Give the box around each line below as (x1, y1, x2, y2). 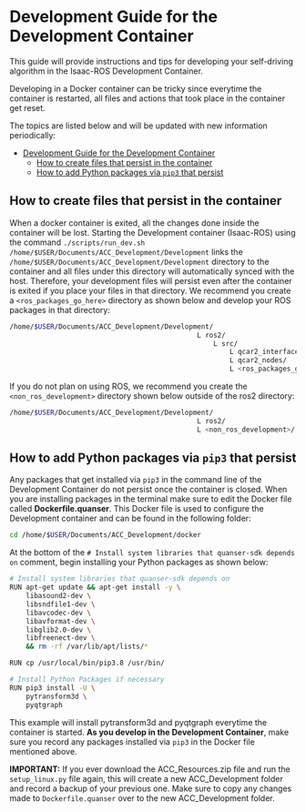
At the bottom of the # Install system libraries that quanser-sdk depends (9, 547, 296, 558)
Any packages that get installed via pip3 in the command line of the (9, 474, 262, 485)
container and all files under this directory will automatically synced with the (9, 266, 295, 277)
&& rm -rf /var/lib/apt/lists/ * (25, 642, 148, 652)
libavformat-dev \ (25, 616, 96, 625)
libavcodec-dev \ (25, 608, 92, 617)
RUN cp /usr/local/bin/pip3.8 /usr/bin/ (9, 658, 166, 668)
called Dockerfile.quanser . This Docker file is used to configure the (9, 503, 264, 514)
